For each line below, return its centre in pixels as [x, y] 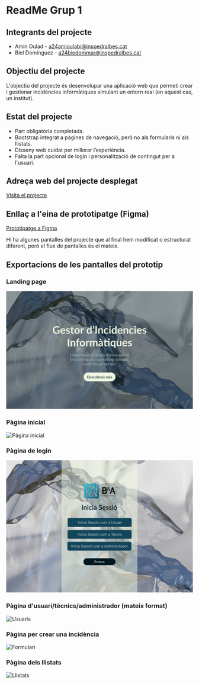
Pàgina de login [29, 451]
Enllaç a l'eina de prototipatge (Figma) [78, 214]
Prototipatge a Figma [32, 228]
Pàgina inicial [26, 422]
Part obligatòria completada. [49, 131]
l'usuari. [25, 162]
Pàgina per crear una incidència [53, 634]
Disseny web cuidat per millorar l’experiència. [70, 150]
